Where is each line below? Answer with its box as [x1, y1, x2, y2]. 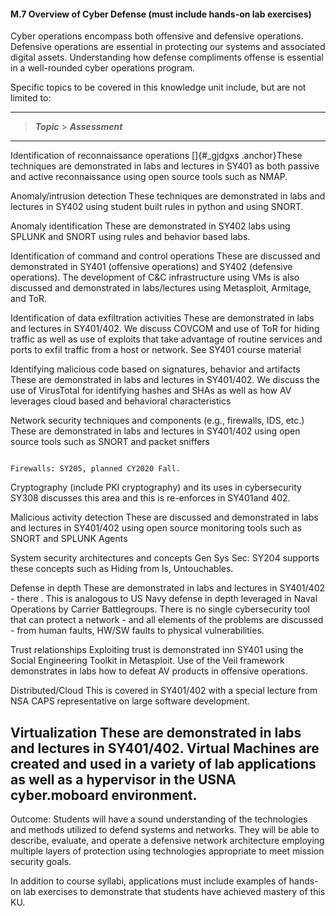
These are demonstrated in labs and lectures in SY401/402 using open [10, 425, 301, 437]
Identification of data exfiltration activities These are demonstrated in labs [10, 312, 315, 324]
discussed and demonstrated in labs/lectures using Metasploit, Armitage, [10, 282, 312, 294]
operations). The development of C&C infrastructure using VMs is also [10, 271, 300, 284]
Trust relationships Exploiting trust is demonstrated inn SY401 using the [10, 644, 304, 656]
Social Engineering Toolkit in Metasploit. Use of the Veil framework [10, 655, 285, 667]
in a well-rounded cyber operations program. [10, 62, 196, 74]
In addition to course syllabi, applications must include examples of [10, 875, 287, 887]
